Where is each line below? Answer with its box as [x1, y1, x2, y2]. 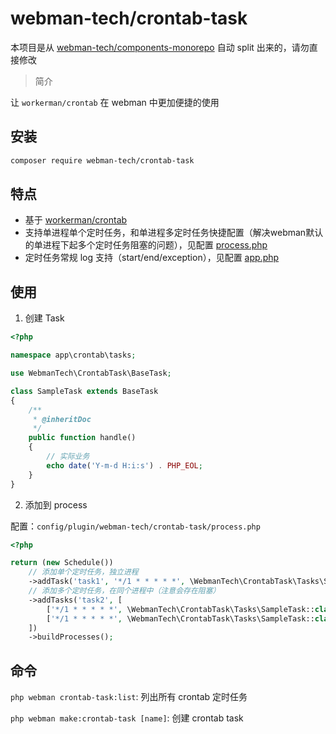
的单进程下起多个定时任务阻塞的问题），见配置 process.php [24, 239, 268, 251]
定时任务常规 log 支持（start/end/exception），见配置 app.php [24, 252, 280, 264]
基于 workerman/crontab [24, 214, 128, 226]
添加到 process [24, 498, 88, 511]
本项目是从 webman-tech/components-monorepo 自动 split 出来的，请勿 [10, 41, 310, 53]
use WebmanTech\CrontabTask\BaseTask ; [10, 368, 172, 378]
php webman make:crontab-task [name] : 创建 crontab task [10, 712, 244, 724]
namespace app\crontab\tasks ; [10, 350, 137, 361]
